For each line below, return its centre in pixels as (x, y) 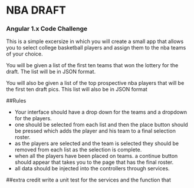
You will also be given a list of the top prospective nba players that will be (95, 83)
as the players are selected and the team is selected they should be (97, 144)
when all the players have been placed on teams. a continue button (96, 156)
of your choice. (24, 54)
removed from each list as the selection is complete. (78, 150)
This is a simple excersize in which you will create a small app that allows (95, 41)
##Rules (16, 101)
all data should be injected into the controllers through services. (92, 169)
